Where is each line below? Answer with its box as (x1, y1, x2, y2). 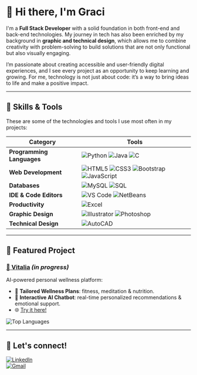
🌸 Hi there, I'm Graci (6, 5, 105, 19)
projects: (6, 124, 28, 131)
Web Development (9, 168, 62, 176)
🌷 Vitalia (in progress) (6, 263, 69, 271)
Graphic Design (9, 210, 54, 218)
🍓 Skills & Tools (6, 102, 63, 112)
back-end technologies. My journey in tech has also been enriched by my (6, 30, 184, 37)
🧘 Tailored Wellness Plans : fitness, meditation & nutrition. (14, 288, 155, 295)
